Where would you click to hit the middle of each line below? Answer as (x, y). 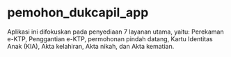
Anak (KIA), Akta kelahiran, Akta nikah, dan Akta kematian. (91, 46)
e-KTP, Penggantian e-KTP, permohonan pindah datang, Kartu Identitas (110, 38)
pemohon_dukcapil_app (78, 13)
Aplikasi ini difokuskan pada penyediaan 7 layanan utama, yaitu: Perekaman (115, 32)
